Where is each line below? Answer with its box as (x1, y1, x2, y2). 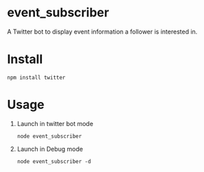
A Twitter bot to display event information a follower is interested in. (7, 27, 198, 36)
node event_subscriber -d (16, 158, 91, 165)
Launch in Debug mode (16, 145, 84, 153)
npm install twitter (7, 74, 66, 81)
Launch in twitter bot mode (16, 119, 94, 127)
